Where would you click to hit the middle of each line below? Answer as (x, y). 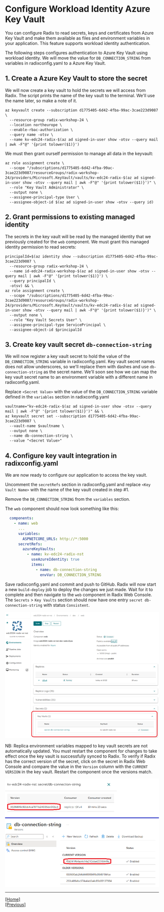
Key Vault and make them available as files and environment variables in (78, 38)
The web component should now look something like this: (62, 509)
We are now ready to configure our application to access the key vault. (76, 475)
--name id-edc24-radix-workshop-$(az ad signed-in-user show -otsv (80, 271)
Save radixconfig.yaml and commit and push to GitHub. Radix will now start (81, 584)
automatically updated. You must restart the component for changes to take (81, 751)
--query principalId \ (32, 281)
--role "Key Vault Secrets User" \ (46, 320)
